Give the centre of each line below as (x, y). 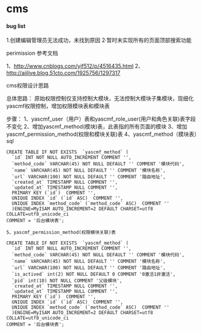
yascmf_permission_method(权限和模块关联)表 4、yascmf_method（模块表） (102, 134)
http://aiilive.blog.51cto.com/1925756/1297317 (63, 73)
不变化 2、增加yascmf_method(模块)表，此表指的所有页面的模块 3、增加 (97, 127)
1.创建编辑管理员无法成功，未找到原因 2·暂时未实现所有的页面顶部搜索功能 (99, 40)
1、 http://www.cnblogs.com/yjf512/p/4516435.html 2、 (75, 66)
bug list (16, 26)
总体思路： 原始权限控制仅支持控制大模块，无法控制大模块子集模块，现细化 (100, 99)
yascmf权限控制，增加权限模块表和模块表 (58, 106)
